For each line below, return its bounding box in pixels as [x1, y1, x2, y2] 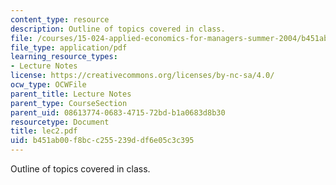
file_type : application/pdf [10, 42, 128, 53]
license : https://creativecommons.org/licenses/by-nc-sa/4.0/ [10, 71, 275, 81]
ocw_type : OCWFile [10, 80, 87, 90]
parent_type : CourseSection [10, 98, 128, 108]
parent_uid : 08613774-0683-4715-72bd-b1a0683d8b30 [10, 107, 226, 118]
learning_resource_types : [10, 52, 118, 62]
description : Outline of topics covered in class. [10, 24, 226, 34]
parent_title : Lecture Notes [10, 89, 132, 99]
